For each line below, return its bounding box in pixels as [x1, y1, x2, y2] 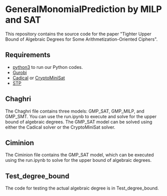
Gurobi [12, 69, 27, 75]
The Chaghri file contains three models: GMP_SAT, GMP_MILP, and [5, 108, 145, 114]
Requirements [5, 51, 50, 59]
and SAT [5, 14, 41, 26]
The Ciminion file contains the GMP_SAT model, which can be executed [5, 152, 154, 158]
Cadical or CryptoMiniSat [12, 74, 65, 81]
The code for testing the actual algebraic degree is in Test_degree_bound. [5, 185, 159, 191]
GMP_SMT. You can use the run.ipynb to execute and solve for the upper [5, 113, 157, 119]
